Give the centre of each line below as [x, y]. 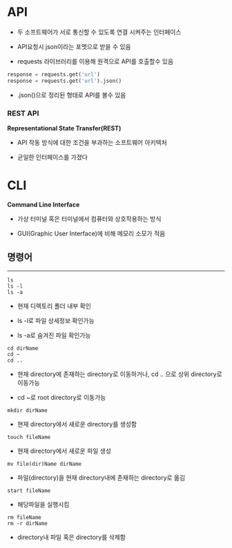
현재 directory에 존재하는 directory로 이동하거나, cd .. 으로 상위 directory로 [119, 374]
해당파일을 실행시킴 [43, 504]
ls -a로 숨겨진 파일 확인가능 [54, 335]
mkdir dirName [28, 410]
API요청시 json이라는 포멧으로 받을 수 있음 [74, 46]
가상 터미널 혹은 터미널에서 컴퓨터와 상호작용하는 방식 [89, 219]
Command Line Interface [43, 204]
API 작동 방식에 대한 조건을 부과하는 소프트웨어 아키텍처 [92, 142]
